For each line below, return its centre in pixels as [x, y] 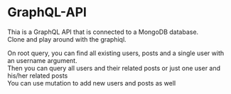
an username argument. [42, 60]
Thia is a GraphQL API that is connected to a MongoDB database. [103, 32]
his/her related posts [38, 76]
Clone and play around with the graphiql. [67, 39]
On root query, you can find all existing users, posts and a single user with [116, 53]
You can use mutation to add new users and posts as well [92, 83]
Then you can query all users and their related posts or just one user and [114, 68]
